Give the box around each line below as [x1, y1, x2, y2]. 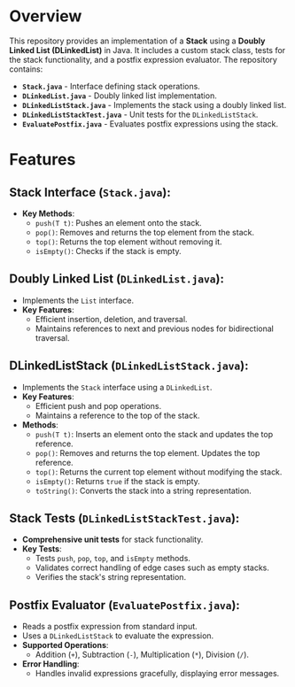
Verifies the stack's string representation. [35, 572, 187, 583]
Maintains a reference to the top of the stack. [35, 410, 200, 421]
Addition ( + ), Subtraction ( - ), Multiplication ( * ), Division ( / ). [35, 649, 250, 660]
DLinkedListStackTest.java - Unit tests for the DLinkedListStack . [21, 109, 259, 120]
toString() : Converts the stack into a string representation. [35, 485, 252, 496]
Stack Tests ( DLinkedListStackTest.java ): [9, 511, 240, 526]
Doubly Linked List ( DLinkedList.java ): [9, 272, 224, 287]
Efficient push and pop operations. [35, 400, 162, 411]
